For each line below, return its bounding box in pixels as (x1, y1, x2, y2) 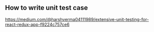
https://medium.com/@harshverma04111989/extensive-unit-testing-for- (5, 16, 149, 22)
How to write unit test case (5, 4, 88, 12)
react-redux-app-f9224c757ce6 (5, 21, 70, 27)
